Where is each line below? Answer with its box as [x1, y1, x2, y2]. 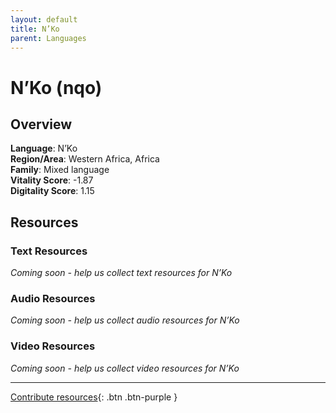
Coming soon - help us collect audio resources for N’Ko [10, 314, 240, 326]
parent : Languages [10, 33, 87, 43]
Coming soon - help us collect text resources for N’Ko [10, 267, 233, 279]
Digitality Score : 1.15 [10, 185, 95, 197]
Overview [10, 116, 73, 133]
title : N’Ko [10, 24, 60, 34]
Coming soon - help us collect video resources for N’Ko [10, 362, 240, 374]
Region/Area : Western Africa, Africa [10, 153, 160, 165]
